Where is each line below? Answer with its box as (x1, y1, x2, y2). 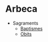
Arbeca (5, 3, 38, 15)
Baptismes (20, 25, 43, 31)
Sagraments (12, 20, 38, 26)
